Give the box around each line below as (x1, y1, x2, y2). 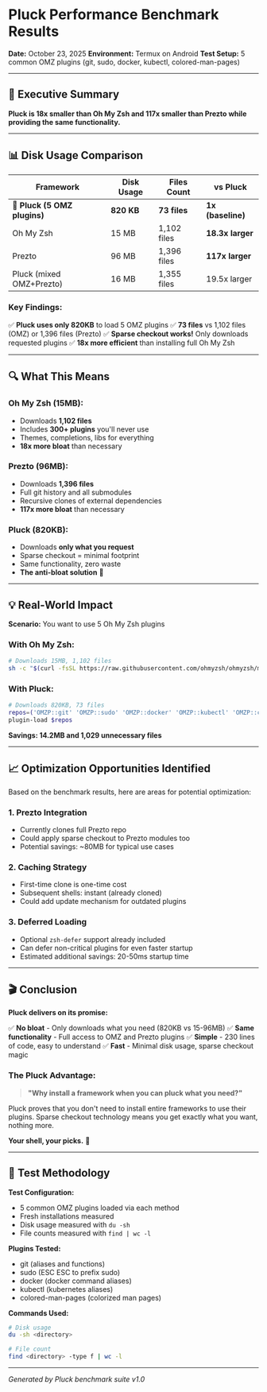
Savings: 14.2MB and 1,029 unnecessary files (8, 730, 162, 740)
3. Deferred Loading (8, 917, 87, 928)
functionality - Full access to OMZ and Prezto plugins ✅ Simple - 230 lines (8, 1032, 256, 1042)
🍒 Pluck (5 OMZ (12, 200, 73, 211)
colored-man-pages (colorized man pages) (19, 1293, 161, 1302)
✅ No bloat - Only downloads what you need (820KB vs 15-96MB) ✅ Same (8, 1023, 254, 1033)
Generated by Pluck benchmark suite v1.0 (8, 1375, 145, 1384)
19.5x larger (206, 273, 253, 284)
